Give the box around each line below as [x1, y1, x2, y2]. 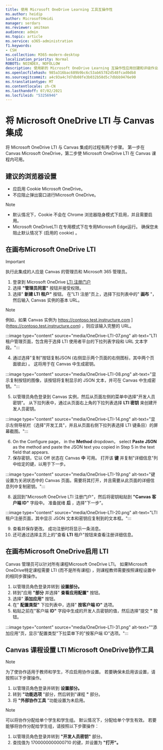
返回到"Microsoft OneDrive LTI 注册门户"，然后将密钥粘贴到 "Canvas [12, 494, 151, 500]
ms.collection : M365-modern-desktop [5, 52, 80, 57]
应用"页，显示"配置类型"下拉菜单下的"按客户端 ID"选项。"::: [9, 630, 129, 636]
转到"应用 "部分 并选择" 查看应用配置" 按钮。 [12, 589, 103, 595]
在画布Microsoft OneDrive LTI [5, 246, 96, 254]
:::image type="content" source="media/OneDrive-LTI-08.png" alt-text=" [5, 371, 152, 377]
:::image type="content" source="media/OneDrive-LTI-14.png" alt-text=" [5, 416, 151, 422]
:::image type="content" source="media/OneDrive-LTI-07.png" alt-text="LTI [5, 333, 157, 338]
